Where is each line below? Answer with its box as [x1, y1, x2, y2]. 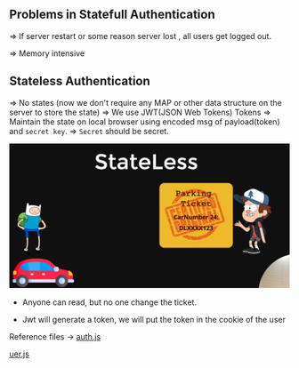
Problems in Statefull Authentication [9, 7, 215, 22]
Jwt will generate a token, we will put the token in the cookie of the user [21, 315, 287, 325]
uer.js [9, 348, 29, 359]
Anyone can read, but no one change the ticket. [21, 297, 198, 308]
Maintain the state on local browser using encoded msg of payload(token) [9, 116, 280, 127]
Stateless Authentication [9, 74, 151, 89]
